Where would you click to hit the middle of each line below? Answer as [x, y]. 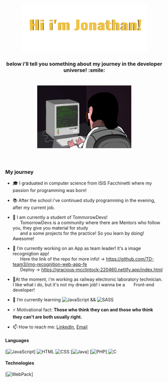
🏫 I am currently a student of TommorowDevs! [60, 218]
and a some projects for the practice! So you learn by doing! [82, 233]
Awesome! [23, 239]
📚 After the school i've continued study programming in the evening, [84, 201]
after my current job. [34, 208]
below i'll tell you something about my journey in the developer [84, 64]
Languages [17, 340]
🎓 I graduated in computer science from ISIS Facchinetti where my [82, 183]
